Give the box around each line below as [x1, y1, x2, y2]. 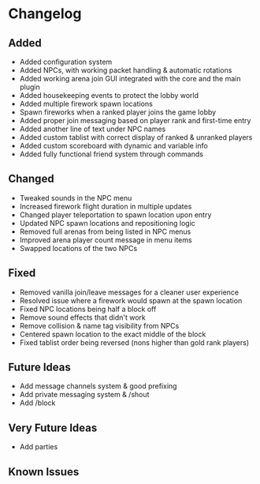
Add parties [19, 442, 58, 452]
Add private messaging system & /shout [19, 390, 150, 400]
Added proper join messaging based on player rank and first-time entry [19, 116, 251, 125]
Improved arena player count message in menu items [19, 234, 192, 245]
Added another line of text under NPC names [19, 124, 166, 133]
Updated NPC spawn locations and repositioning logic [19, 218, 195, 227]
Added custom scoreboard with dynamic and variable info [19, 141, 209, 150]
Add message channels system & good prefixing [19, 381, 177, 391]
